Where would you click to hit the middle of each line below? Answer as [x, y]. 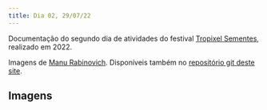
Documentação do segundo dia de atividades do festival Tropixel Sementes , [134, 38]
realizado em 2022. [40, 47]
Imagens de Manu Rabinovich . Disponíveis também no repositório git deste [132, 62]
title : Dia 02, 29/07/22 [50, 16]
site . [15, 71]
